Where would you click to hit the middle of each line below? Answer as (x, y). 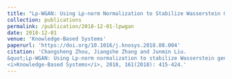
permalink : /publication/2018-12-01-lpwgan (71, 26)
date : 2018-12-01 (32, 33)
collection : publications (44, 20)
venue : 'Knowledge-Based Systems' (57, 39)
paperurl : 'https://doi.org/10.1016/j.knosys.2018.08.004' (94, 45)
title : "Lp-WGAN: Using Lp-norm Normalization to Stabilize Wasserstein (114, 13)
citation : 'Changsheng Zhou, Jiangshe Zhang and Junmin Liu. (97, 52)
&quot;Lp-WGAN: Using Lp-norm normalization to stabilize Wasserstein (111, 58)
